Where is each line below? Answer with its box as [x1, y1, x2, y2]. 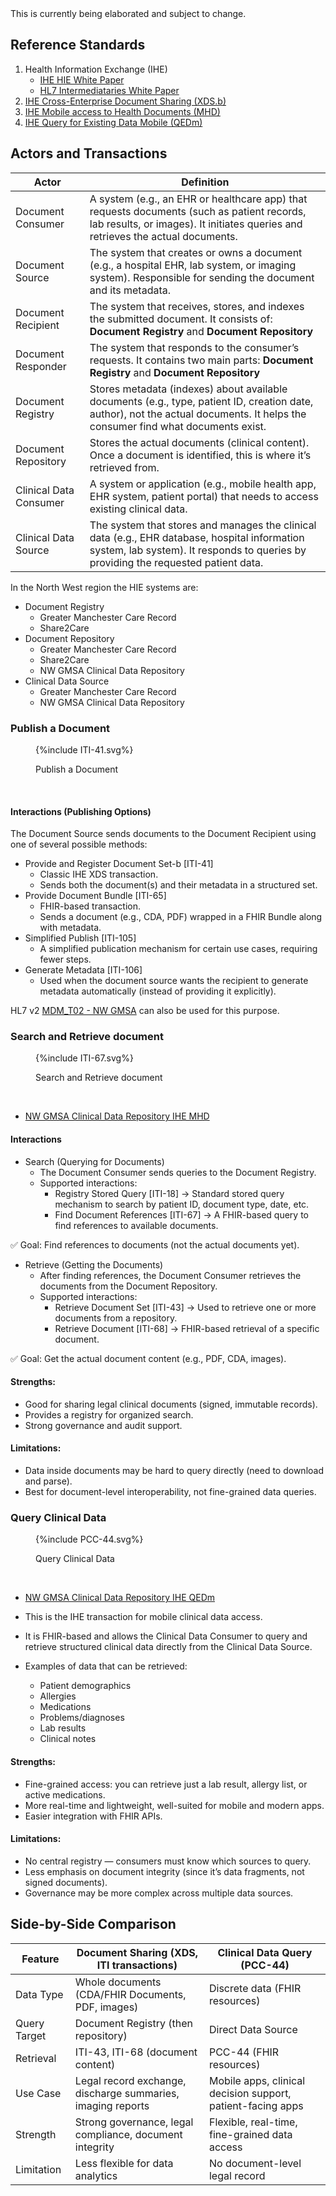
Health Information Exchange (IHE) [24, 63, 168, 75]
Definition [181, 175, 230, 189]
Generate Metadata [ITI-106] [24, 964, 143, 976]
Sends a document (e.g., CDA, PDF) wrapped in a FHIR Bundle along [39, 911, 323, 923]
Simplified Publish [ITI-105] [24, 932, 137, 944]
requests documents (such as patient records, [89, 204, 307, 218]
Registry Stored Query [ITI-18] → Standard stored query [54, 1187, 285, 1199]
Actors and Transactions [10, 145, 168, 162]
